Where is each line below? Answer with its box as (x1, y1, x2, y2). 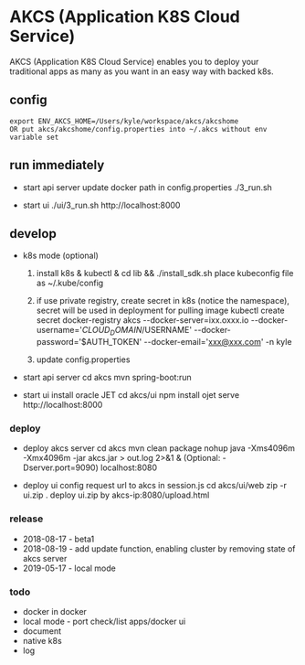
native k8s (22, 636, 62, 647)
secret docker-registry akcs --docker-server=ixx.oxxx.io (36, 315, 249, 326)
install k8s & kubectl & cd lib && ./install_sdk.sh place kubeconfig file (36, 268, 294, 279)
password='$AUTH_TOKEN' (36, 337, 142, 348)
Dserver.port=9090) (22, 462, 99, 473)
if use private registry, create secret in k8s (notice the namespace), (36, 295, 290, 306)
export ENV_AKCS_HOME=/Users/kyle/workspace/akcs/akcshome (9, 116, 239, 125)
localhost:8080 (100, 462, 158, 473)
